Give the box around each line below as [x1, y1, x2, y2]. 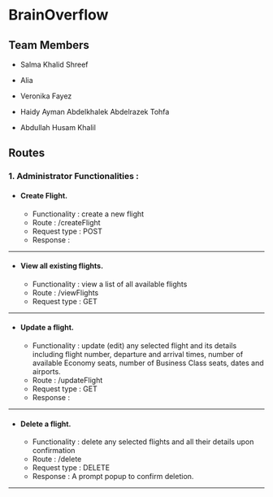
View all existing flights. [19, 261, 104, 271]
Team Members [8, 38, 89, 52]
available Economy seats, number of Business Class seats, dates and [32, 358, 264, 368]
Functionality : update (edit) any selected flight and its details [32, 340, 237, 351]
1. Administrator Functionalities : [8, 171, 140, 182]
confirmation [32, 446, 76, 456]
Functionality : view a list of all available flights [32, 279, 188, 289]
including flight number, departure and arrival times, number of [32, 349, 244, 359]
